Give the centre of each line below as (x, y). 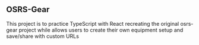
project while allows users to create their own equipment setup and (101, 30)
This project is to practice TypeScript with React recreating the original (93, 23)
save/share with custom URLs (42, 36)
